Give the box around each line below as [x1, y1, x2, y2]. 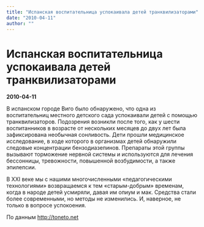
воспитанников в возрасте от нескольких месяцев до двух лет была [6, 125, 186, 132]
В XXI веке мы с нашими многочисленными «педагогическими [6, 175, 173, 183]
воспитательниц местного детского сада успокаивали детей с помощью [6, 112, 198, 119]
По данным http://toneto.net [6, 214, 78, 221]
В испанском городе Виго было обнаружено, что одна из [6, 105, 156, 112]
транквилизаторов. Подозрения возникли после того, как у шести [6, 118, 180, 126]
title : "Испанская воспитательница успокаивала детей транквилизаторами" [6, 9, 199, 15]
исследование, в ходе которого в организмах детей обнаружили [6, 137, 176, 145]
